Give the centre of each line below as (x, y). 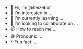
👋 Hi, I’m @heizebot (30, 8)
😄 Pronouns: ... (26, 36)
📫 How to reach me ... (33, 29)
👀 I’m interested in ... (31, 13)
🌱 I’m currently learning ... (37, 18)
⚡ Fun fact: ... (24, 42)
